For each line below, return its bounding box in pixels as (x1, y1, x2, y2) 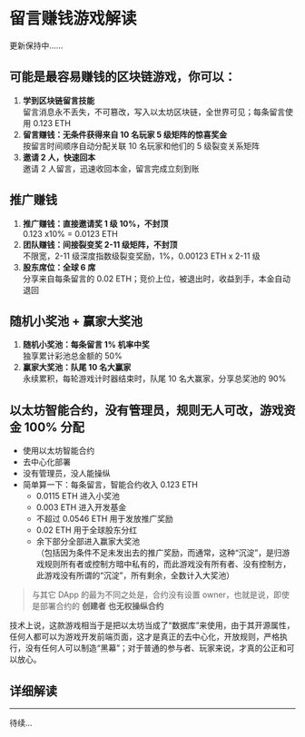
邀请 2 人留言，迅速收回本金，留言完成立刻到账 (22, 162, 200, 173)
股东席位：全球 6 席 (22, 261, 96, 272)
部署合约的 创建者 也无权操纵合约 (39, 601, 164, 612)
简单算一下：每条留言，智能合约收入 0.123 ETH (22, 479, 198, 490)
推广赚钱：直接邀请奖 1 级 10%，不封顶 (22, 218, 169, 229)
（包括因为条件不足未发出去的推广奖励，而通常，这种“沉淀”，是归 (35, 547, 282, 558)
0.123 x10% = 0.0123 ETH (22, 228, 118, 239)
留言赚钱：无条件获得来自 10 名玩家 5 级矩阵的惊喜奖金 (22, 129, 228, 140)
